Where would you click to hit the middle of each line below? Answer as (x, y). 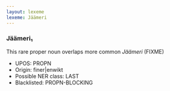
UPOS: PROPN (33, 63)
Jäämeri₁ (20, 39)
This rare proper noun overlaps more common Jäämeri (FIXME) (85, 51)
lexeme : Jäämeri (27, 17)
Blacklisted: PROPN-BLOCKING (54, 83)
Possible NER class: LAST (47, 76)
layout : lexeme (25, 12)
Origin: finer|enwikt (39, 69)
